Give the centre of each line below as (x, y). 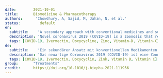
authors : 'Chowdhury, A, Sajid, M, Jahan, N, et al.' (66, 18)
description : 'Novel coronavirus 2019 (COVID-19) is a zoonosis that (81, 37)
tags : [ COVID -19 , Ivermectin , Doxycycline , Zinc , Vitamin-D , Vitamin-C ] (84, 41)
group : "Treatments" (32, 63)
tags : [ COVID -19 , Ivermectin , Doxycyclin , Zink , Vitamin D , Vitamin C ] (83, 59)
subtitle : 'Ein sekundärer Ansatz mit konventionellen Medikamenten (83, 50)
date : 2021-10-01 (30, 9)
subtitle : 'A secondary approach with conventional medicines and (81, 32)
